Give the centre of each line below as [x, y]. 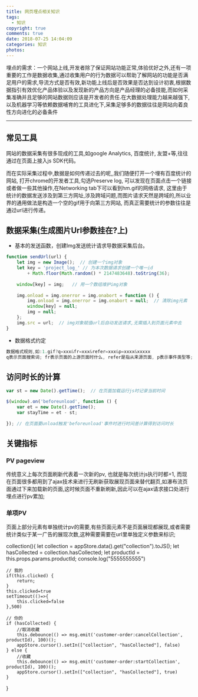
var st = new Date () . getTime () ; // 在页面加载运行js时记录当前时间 [86, 391]
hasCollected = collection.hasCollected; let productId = [73, 552]
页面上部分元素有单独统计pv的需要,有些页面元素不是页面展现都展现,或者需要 [98, 527]
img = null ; [42, 312]
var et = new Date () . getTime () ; [56, 407]
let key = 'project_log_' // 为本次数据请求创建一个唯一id [85, 268]
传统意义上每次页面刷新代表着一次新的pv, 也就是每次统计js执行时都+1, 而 [94, 474]
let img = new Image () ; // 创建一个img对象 [70, 263]
